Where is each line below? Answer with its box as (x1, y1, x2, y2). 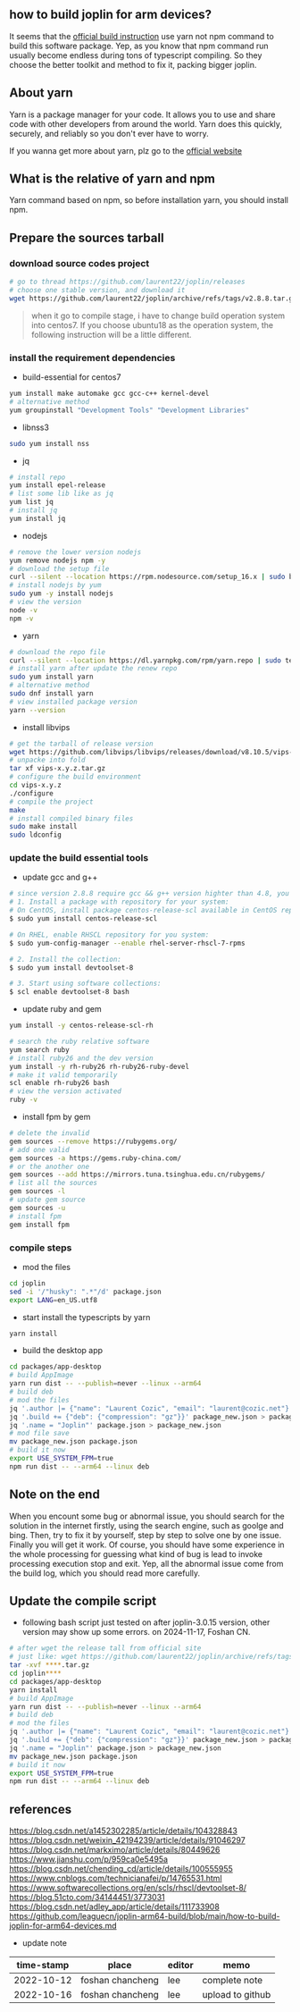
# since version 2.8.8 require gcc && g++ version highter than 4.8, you (9, 889, 290, 898)
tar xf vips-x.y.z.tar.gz (9, 764, 105, 773)
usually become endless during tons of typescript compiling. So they (9, 49, 262, 61)
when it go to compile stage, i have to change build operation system (30, 310, 286, 321)
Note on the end (9, 1487, 100, 1503)
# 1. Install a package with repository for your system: (9, 897, 229, 906)
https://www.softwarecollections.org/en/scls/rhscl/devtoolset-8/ (9, 1882, 247, 1893)
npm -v (9, 614, 34, 623)
